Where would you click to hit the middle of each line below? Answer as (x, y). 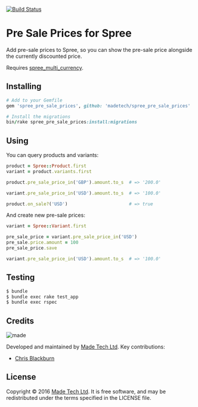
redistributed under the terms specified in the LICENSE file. (79, 397)
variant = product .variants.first (49, 171)
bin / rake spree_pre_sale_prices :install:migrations (72, 122)
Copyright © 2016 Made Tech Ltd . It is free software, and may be (86, 391)
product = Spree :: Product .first (46, 166)
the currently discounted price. (44, 56)
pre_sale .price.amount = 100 (42, 243)
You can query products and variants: (52, 155)
